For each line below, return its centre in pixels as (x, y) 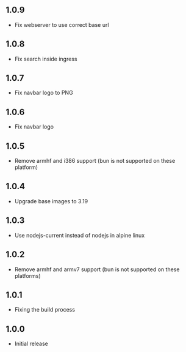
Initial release (31, 344)
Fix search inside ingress (46, 59)
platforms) (27, 275)
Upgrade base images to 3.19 (51, 201)
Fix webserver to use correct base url (62, 24)
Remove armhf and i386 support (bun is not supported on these (95, 161)
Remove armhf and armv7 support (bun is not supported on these (97, 269)
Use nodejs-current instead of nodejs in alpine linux (80, 235)
